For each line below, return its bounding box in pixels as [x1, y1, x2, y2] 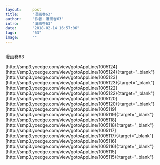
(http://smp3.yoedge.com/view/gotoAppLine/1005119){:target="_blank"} [5, 111, 154, 117]
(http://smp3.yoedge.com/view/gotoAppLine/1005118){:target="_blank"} [5, 122, 154, 128]
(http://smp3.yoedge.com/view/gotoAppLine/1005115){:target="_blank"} [5, 154, 154, 160]
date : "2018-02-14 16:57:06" [5, 26, 80, 31]
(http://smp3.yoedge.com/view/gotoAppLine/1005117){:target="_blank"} [5, 133, 154, 139]
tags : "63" [5, 30, 42, 35]
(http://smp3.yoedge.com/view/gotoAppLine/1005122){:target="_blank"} [5, 90, 155, 96]
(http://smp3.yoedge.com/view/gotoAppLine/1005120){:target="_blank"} [5, 101, 155, 107]
